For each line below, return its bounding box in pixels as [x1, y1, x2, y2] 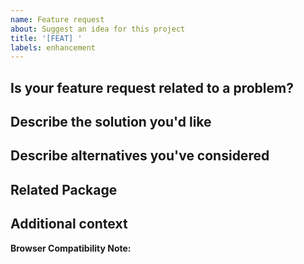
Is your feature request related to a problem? [10, 79, 294, 96]
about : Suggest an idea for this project [10, 24, 186, 34]
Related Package [10, 181, 118, 198]
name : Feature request [10, 14, 105, 25]
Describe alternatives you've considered [10, 147, 270, 165]
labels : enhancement [10, 42, 97, 53]
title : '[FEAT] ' [10, 33, 83, 43]
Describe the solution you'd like [10, 114, 212, 131]
